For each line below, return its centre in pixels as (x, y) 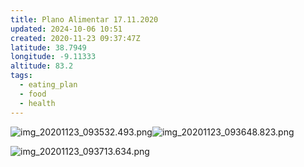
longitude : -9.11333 (53, 57)
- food (33, 94)
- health (37, 103)
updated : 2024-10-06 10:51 (66, 29)
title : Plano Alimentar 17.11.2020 (84, 19)
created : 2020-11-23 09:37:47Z (75, 38)
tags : (21, 76)
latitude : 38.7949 (48, 47)
